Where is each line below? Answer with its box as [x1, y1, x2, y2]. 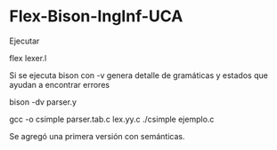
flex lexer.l [9, 52, 47, 63]
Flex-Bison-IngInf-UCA [9, 6, 183, 27]
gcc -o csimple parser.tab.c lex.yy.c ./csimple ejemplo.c [9, 114, 215, 124]
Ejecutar [9, 36, 40, 46]
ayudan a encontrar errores [9, 79, 110, 90]
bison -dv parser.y [9, 96, 77, 107]
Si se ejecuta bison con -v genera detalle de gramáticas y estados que [9, 69, 269, 81]
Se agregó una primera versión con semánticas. [9, 130, 185, 141]
